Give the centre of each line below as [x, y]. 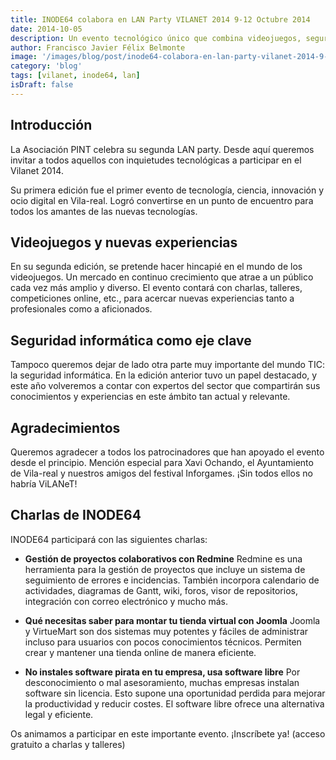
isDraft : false [42, 85]
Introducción [51, 125]
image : [24, 57]
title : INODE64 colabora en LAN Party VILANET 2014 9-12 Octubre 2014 [160, 19]
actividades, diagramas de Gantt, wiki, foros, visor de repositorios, [161, 590]
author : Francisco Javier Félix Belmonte [98, 47]
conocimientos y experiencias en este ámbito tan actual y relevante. [150, 397]
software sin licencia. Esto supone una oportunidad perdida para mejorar [175, 693]
